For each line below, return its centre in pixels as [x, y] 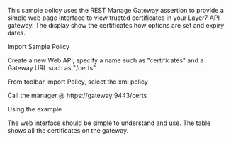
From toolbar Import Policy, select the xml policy [78, 82]
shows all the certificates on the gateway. [68, 130]
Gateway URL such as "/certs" [52, 68]
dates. [17, 33]
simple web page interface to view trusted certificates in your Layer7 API [113, 18]
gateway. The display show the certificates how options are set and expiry [116, 25]
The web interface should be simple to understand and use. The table [109, 123]
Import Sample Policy [38, 47]
